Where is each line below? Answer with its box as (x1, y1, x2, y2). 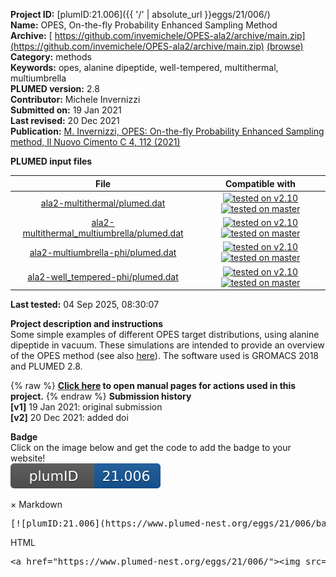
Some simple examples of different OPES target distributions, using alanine (10, 329, 320, 340)
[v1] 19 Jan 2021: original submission (10, 401, 163, 413)
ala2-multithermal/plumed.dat (40, 197, 166, 209)
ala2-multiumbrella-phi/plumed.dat (29, 246, 177, 258)
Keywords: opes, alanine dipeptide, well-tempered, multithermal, (10, 62, 279, 73)
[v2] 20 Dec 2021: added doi (10, 412, 129, 423)
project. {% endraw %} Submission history (10, 390, 192, 402)
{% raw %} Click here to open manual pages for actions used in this (10, 380, 297, 391)
